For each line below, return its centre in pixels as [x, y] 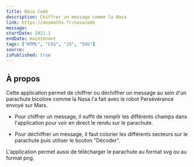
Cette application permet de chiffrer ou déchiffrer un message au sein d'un [96, 93]
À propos [23, 79]
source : [15, 50]
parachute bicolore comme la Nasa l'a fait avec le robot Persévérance [90, 99]
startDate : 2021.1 [28, 33]
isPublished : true [28, 55]
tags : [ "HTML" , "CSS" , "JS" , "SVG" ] [51, 45]
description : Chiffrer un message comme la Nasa [66, 17]
